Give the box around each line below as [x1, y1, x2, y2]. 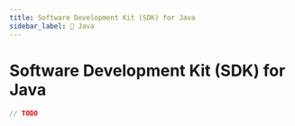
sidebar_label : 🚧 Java [9, 22, 95, 31]
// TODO [9, 109, 39, 118]
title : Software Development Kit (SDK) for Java [9, 13, 196, 22]
